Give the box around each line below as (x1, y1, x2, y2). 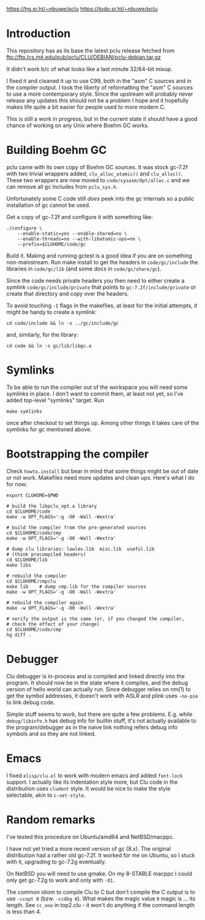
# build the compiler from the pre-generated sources (6, 524, 147, 531)
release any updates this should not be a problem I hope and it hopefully (6, 96, 189, 104)
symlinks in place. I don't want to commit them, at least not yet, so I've (6, 389, 184, 397)
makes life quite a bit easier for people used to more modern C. (6, 103, 166, 110)
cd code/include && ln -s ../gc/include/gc (6, 320, 119, 326)
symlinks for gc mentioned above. (6, 426, 92, 433)
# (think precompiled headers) (6, 551, 86, 558)
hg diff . (6, 632, 32, 638)
